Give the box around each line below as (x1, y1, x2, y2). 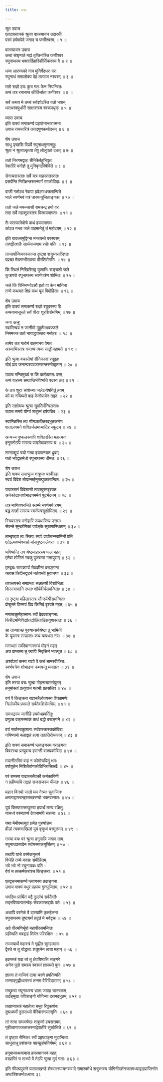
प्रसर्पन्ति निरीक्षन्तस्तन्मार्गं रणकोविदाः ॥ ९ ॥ (5, 178, 72, 184)
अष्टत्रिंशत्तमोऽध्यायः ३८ (5, 1071, 41, 1077)
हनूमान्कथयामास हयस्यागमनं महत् (5, 1050, 57, 1056)
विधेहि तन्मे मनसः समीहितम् (5, 857, 46, 863)
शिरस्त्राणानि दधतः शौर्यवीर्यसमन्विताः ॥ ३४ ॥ (5, 586, 75, 592)
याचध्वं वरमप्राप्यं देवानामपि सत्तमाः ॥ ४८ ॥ (5, 810, 71, 816)
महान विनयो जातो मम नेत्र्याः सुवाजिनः (5, 789, 62, 795)
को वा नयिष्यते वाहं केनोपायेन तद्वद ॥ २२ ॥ (5, 393, 72, 399)
